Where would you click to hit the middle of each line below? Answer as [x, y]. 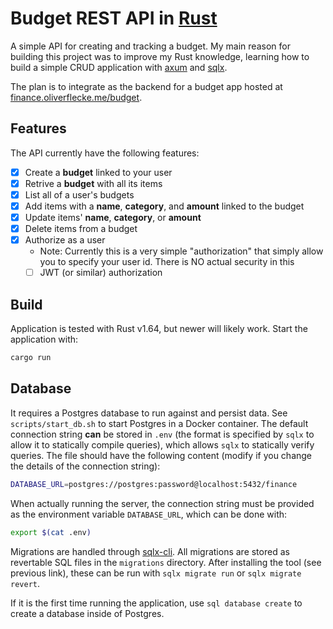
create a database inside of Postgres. [87, 613]
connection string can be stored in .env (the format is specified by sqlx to [162, 434]
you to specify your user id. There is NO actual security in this [167, 262]
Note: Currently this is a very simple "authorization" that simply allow [181, 251]
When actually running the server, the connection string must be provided [162, 503]
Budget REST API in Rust [114, 18]
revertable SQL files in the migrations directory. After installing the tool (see [166, 562]
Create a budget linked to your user [98, 172]
